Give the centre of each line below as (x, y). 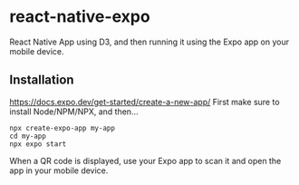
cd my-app (28, 136)
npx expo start (38, 144)
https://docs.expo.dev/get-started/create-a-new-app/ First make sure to (145, 102)
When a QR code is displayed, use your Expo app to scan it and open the (145, 161)
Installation (42, 80)
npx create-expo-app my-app (63, 128)
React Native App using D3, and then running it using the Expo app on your (149, 42)
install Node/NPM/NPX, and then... (74, 112)
